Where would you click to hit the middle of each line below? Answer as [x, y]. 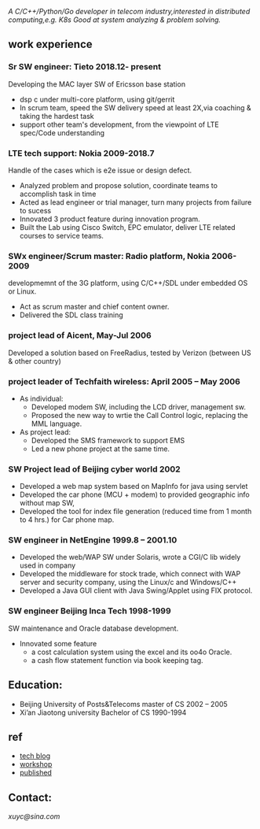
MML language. [57, 424]
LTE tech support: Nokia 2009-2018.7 [81, 153]
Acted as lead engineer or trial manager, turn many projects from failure [135, 202]
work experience [50, 44]
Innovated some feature [58, 643]
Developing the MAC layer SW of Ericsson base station [97, 84]
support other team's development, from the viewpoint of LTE [119, 124]
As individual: [41, 398]
